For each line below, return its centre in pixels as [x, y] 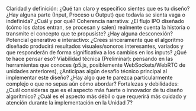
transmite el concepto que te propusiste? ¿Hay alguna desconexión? [90, 34]
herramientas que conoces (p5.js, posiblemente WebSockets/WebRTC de [96, 65]
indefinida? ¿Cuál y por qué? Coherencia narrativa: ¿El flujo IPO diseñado [95, 21]
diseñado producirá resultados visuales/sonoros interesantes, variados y [95, 46]
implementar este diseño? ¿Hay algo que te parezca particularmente [89, 77]
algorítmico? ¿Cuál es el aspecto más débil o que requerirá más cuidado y [96, 96]
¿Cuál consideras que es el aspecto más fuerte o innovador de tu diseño [95, 90]
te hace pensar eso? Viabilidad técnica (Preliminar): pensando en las [90, 59]
